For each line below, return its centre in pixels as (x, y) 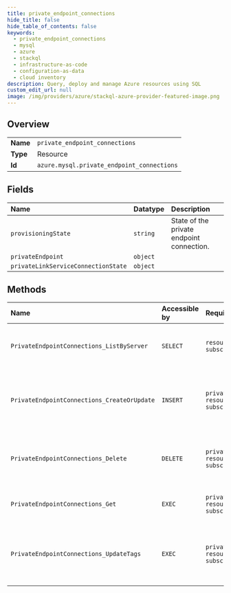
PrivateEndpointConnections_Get (64, 504)
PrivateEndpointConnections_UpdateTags (76, 554)
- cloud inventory (40, 77)
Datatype (149, 209)
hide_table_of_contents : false (52, 26)
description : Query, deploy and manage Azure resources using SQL (104, 84)
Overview (29, 124)
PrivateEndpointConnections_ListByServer (79, 346)
